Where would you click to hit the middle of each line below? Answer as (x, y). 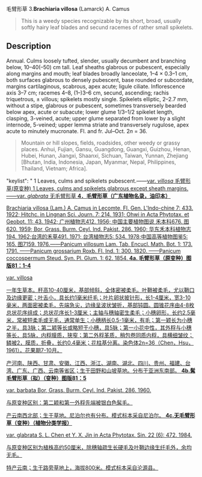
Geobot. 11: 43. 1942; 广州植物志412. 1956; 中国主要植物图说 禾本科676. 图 (98, 221)
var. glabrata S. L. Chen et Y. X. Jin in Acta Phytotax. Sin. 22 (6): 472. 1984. (99, 435)
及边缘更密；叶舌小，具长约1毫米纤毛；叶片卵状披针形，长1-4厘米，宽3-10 (99, 298)
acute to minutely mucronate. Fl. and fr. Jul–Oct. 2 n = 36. (77, 131)
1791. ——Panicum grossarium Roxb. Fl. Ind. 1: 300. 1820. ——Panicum (93, 251)
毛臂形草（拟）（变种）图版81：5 (46, 378)
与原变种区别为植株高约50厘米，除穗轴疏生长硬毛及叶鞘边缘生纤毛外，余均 (99, 447)
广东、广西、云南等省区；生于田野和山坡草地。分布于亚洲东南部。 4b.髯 (106, 370)
